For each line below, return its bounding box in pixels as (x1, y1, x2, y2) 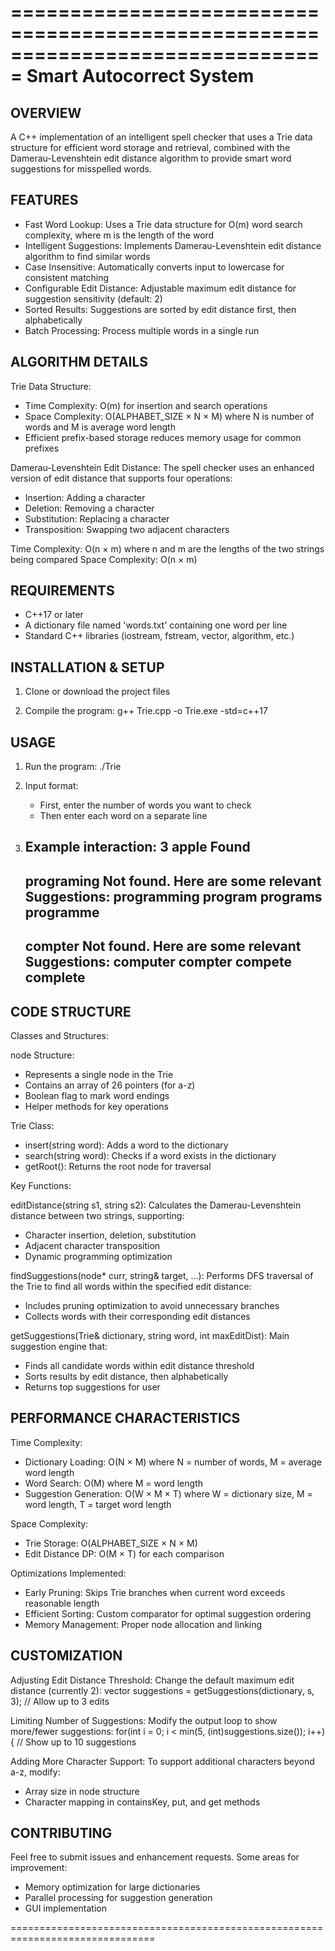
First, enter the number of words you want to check (39, 799, 252, 811)
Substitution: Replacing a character (24, 512, 170, 525)
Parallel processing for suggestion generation (24, 1892, 213, 1904)
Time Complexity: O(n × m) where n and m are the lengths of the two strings (10, 542, 325, 555)
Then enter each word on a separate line (39, 810, 208, 822)
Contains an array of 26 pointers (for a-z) (24, 1079, 196, 1091)
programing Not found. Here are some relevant (24, 872, 322, 890)
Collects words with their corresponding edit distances (24, 1311, 251, 1323)
